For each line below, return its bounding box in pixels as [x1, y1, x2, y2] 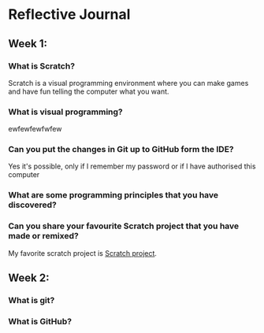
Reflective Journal [8, 6, 131, 24]
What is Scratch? [8, 61, 76, 72]
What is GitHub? [8, 316, 73, 327]
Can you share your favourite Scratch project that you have [8, 220, 240, 231]
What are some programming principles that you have [8, 190, 219, 201]
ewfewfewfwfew [8, 124, 62, 134]
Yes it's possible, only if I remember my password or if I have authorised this [8, 161, 256, 171]
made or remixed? [8, 231, 79, 242]
